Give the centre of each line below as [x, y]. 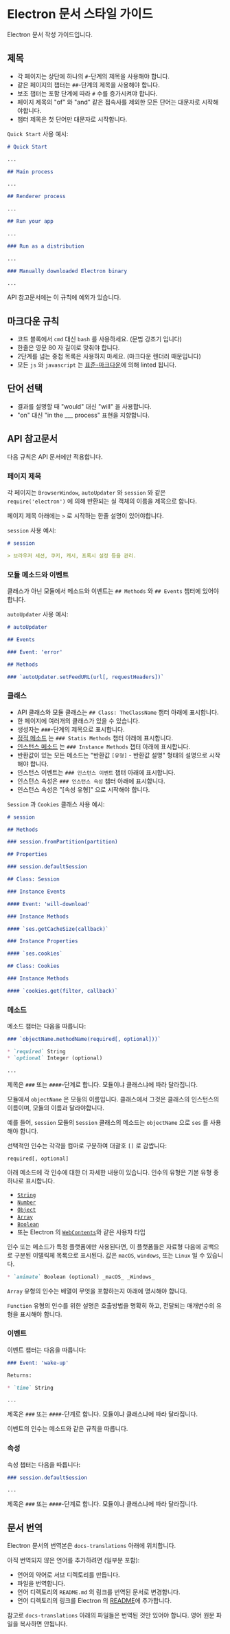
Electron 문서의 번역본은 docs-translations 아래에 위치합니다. [92, 1546]
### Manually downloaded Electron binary [67, 271]
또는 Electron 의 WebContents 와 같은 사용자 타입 [81, 1232]
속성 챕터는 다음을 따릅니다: [44, 1464]
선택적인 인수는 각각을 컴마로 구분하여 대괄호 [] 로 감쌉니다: [87, 1146]
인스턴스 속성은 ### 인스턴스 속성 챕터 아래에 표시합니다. [91, 781]
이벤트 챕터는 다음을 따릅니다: [47, 1350]
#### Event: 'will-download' [49, 904]
